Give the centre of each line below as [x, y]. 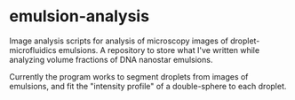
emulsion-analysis [79, 16]
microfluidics [33, 50]
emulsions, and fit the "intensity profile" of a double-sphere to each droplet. [148, 86]
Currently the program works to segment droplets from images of [129, 76]
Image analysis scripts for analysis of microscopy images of [119, 41]
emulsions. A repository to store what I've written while [159, 50]
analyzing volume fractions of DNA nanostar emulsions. [111, 59]
